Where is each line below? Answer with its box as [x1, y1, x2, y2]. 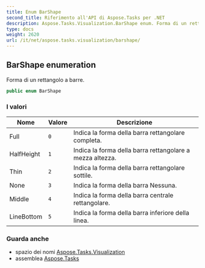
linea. [73, 216, 89, 225]
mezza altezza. [73, 153, 117, 162]
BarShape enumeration [6, 60, 96, 70]
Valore [48, 118, 68, 126]
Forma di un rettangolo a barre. [6, 76, 85, 83]
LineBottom [9, 212, 43, 220]
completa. [73, 136, 103, 144]
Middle [9, 195, 29, 203]
